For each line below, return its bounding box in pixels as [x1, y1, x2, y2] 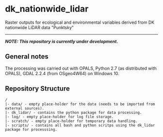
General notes [5, 52, 49, 61]
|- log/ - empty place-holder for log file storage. [5, 114, 114, 119]
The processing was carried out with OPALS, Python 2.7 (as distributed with [5, 65, 157, 71]
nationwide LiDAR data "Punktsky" [5, 24, 74, 30]
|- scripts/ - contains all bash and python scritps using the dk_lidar [5, 122, 155, 128]
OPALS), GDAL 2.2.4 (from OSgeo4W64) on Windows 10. [5, 70, 120, 76]
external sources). [5, 106, 45, 111]
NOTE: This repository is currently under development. [5, 38, 118, 44]
